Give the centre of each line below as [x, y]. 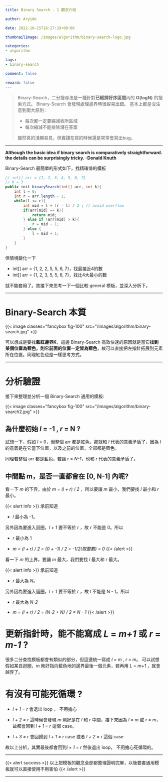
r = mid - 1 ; [45, 224]
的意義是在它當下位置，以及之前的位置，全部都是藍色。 [62, 448]
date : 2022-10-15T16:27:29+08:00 [40, 28]
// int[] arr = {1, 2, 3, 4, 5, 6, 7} [45, 178]
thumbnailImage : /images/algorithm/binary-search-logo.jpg [68, 37]
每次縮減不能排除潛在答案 [51, 127]
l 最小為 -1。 [25, 517]
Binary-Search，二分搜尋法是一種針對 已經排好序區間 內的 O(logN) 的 [88, 97]
